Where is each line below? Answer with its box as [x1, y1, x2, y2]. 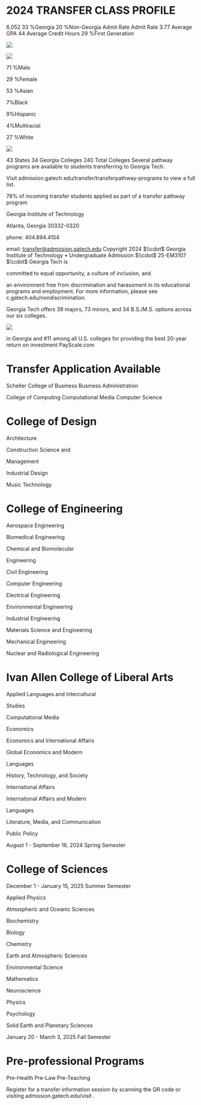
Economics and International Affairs [6, 737, 95, 744]
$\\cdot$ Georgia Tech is [6, 258, 68, 265]
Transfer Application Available [6, 362, 161, 376]
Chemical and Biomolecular [6, 545, 74, 552]
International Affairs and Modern [6, 795, 87, 802]
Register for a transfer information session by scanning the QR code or [6, 1086, 181, 1093]
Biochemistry [6, 917, 39, 924]
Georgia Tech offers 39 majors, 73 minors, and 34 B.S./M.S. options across [6, 305, 192, 312]
